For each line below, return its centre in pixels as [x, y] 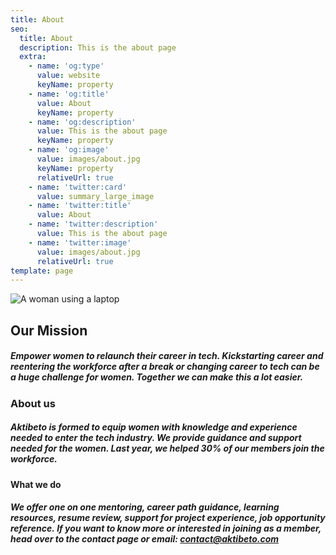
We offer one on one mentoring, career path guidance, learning [145, 507]
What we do [36, 484]
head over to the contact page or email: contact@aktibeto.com [145, 539]
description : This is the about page [98, 47]
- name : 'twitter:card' [78, 187]
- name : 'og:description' [82, 122]
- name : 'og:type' [66, 66]
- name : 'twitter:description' [93, 224]
